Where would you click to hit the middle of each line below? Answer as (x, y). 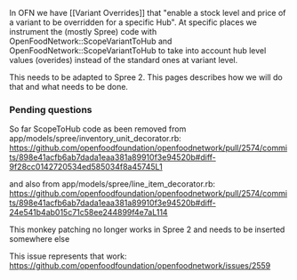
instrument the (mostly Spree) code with (83, 32)
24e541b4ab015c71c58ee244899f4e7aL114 (88, 212)
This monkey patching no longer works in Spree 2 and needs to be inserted (147, 229)
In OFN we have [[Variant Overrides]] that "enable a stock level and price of (148, 13)
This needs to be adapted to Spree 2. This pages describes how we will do (146, 77)
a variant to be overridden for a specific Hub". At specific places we (133, 22)
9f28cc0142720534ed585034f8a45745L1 (86, 167)
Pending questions (51, 109)
